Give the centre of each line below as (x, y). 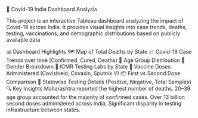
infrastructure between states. (43, 110)
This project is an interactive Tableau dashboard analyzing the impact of (95, 21)
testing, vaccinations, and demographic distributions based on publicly (93, 33)
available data (23, 40)
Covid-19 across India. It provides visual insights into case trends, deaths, (97, 27)
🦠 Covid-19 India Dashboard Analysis (52, 9)
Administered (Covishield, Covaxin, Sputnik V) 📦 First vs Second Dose (93, 73)
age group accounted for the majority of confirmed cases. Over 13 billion (95, 97)
